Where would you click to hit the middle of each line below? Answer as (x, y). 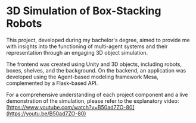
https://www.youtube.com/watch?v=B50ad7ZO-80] (71, 107)
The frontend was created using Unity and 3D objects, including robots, (94, 64)
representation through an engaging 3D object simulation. (77, 52)
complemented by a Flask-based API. (52, 83)
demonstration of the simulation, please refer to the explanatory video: (93, 101)
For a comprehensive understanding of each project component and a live (97, 94)
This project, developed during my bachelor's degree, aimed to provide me (98, 40)
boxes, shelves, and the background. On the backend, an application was (96, 70)
